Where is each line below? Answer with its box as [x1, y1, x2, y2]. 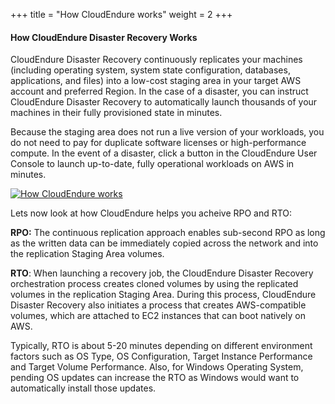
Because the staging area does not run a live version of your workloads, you [10, 126, 325, 138]
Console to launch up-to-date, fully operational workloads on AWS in [10, 158, 295, 170]
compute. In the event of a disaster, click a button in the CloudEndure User [10, 147, 318, 159]
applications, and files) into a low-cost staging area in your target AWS [10, 75, 302, 87]
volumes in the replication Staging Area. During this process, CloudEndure [10, 289, 317, 301]
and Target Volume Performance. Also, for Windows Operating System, [10, 361, 304, 373]
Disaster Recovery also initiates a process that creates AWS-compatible [10, 299, 307, 311]
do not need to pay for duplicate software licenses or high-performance [10, 137, 307, 149]
